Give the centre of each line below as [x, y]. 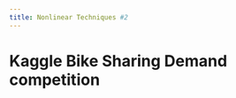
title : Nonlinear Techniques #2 [69, 17]
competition [54, 79]
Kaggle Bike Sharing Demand [118, 60]
